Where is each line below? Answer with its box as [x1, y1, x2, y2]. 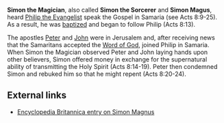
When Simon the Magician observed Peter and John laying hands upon [7, 48, 208, 56]
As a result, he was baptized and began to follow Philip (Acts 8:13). [7, 20, 196, 28]
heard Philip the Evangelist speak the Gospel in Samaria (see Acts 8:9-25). [7, 13, 218, 21]
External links [7, 90, 67, 101]
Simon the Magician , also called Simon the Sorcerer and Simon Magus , [7, 6, 212, 14]
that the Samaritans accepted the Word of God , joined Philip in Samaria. [7, 41, 210, 49]
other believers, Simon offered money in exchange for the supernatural [7, 55, 208, 64]
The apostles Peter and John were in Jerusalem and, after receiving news [7, 33, 216, 42]
